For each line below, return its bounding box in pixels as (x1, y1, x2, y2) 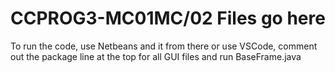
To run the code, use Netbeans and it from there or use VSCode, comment (10, 40, 318, 52)
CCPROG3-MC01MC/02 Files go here (10, 7, 326, 30)
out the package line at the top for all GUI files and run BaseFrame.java (10, 50, 302, 62)
